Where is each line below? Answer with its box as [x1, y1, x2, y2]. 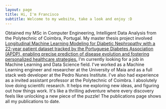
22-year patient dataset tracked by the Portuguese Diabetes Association [5, 46, 154, 52]
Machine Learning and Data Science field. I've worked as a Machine [5, 61, 145, 67]
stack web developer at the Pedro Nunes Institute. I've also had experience [5, 72, 159, 78]
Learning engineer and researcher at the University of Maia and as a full [5, 67, 153, 73]
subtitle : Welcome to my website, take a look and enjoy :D [5, 16, 133, 21]
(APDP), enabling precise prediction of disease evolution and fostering [5, 51, 150, 57]
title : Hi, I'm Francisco [5, 12, 59, 17]
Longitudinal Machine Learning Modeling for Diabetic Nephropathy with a [5, 41, 156, 47]
